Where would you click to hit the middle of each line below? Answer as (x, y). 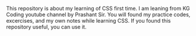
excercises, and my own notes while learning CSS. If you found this (88, 21)
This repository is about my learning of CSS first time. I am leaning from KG (98, 8)
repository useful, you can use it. (46, 27)
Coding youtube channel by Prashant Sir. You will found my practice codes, (98, 15)
